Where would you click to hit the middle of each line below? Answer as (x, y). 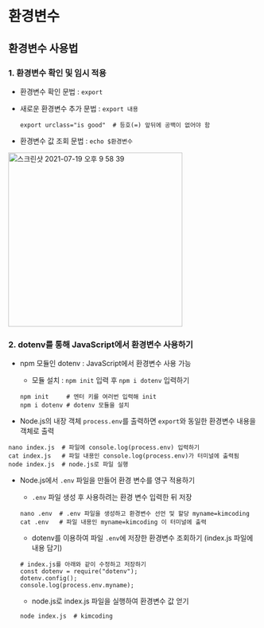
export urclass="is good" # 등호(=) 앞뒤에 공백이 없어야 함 (115, 125)
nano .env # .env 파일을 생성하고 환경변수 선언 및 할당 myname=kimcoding (135, 514)
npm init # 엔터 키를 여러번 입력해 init (88, 397)
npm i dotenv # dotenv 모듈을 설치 (74, 406)
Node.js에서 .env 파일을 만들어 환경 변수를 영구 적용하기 (107, 480)
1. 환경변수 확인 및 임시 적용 (57, 72)
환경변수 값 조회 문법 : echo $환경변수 (76, 141)
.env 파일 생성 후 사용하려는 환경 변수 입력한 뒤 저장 (112, 497)
